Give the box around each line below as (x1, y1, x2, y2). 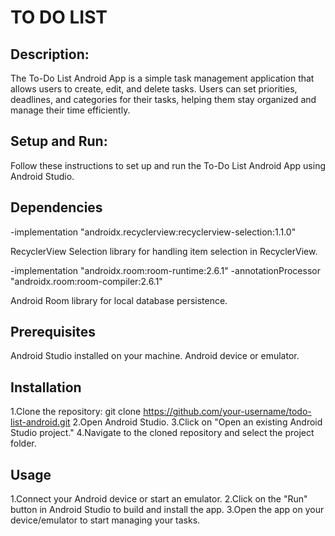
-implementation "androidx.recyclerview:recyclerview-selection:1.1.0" (10, 226, 297, 238)
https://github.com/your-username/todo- (143, 406, 312, 418)
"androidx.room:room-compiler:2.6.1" (10, 275, 163, 287)
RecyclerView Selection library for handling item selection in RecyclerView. (10, 245, 318, 257)
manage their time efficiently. (10, 104, 131, 116)
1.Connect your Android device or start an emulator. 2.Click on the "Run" (10, 493, 308, 505)
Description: (10, 46, 90, 63)
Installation (10, 379, 82, 396)
